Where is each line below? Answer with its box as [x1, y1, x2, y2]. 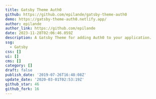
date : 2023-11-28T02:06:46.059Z [5, 30, 73, 35]
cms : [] [5, 58, 22, 63]
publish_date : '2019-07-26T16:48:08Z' [5, 72, 87, 77]
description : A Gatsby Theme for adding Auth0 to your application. [5, 35, 152, 40]
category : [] [5, 63, 33, 68]
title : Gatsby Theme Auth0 [5, 7, 62, 12]
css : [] [5, 49, 22, 54]
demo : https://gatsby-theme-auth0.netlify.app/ [5, 16, 107, 21]
